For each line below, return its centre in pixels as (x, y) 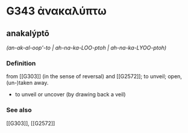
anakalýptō (28, 33)
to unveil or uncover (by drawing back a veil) (70, 94)
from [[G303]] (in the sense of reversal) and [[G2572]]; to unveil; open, (94, 76)
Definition (21, 63)
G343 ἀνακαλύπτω (56, 11)
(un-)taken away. (27, 83)
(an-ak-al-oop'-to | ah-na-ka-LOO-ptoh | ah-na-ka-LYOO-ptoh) (86, 48)
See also (19, 110)
